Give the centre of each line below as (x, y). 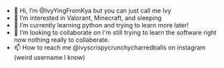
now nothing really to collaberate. (61, 40)
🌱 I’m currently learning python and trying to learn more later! (101, 25)
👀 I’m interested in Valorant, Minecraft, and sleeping (87, 18)
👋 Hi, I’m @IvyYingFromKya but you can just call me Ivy (92, 11)
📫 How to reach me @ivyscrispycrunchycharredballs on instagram (110, 47)
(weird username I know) (49, 57)
